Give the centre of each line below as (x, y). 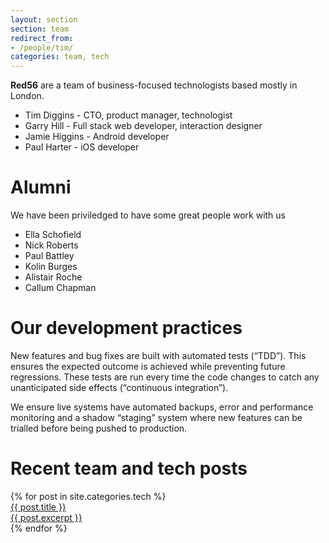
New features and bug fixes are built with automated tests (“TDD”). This (158, 355)
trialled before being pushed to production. (99, 428)
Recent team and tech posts (129, 468)
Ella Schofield (53, 235)
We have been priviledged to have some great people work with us (148, 215)
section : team (40, 29)
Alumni (41, 187)
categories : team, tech (60, 57)
